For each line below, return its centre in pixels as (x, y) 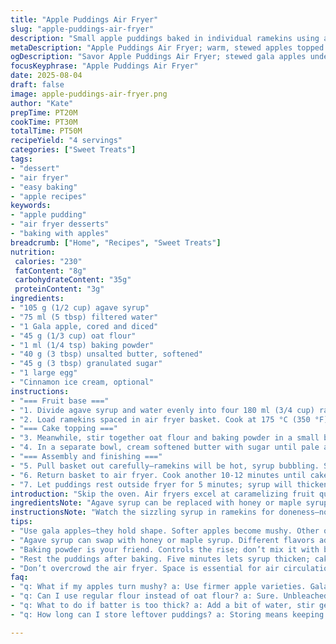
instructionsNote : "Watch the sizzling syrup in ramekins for (142, 512)
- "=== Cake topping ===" (64, 429)
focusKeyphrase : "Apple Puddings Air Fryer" (104, 66)
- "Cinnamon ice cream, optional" (82, 382)
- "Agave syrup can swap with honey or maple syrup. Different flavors (162, 540)
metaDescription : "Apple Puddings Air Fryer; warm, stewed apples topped (167, 47)
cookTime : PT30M (44, 122)
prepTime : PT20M (44, 112)
